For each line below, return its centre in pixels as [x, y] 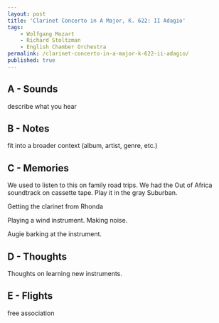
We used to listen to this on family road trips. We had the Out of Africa [110, 185]
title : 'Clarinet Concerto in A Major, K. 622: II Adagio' [97, 21]
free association [31, 313]
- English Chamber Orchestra [63, 47]
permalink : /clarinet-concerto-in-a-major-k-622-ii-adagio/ [98, 54]
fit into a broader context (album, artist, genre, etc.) [82, 146]
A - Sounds [33, 89]
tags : [15, 27]
